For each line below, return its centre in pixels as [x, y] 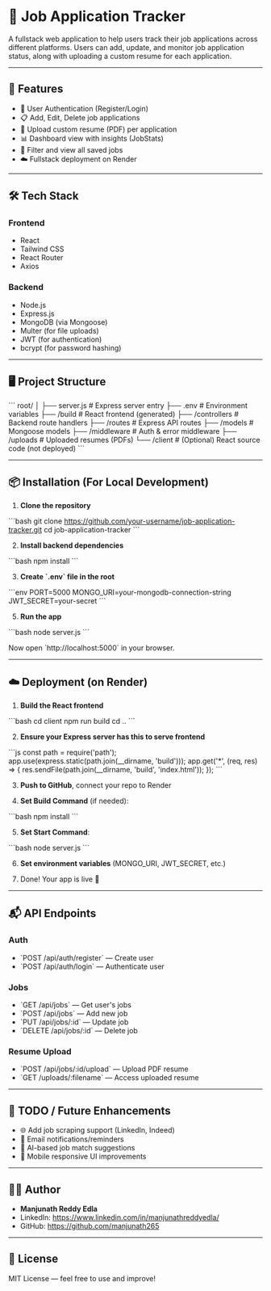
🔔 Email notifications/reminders [72, 1139]
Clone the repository [55, 506]
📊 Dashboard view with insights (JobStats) [92, 138]
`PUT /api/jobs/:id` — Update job [74, 1022]
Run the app [41, 616]
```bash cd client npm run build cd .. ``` [72, 721]
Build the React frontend [62, 705]
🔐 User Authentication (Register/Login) [84, 108]
